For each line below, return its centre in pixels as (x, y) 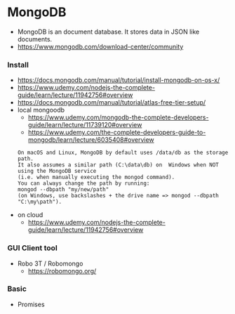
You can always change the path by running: (83, 183)
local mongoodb (41, 110)
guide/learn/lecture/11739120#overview (85, 125)
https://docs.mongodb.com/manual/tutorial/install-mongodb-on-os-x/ (119, 80)
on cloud (30, 215)
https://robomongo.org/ (62, 270)
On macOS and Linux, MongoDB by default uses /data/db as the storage (123, 153)
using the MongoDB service (57, 171)
